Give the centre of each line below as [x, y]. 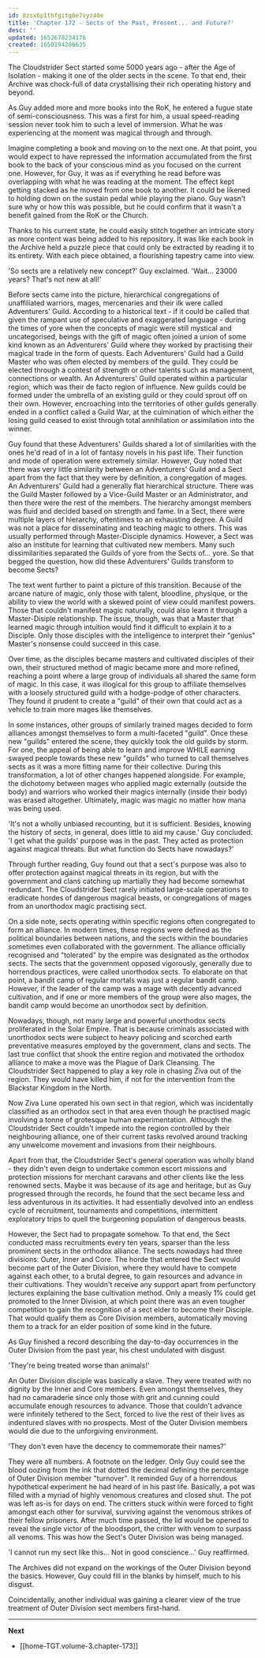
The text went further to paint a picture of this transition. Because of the [125, 586]
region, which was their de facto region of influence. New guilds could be [127, 387]
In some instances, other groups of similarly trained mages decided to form [131, 725]
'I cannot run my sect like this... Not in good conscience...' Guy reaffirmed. [129, 1552]
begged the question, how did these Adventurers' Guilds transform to [121, 562]
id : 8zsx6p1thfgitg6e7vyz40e [56, 15]
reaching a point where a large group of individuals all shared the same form [132, 676]
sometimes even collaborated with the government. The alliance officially [127, 947]
